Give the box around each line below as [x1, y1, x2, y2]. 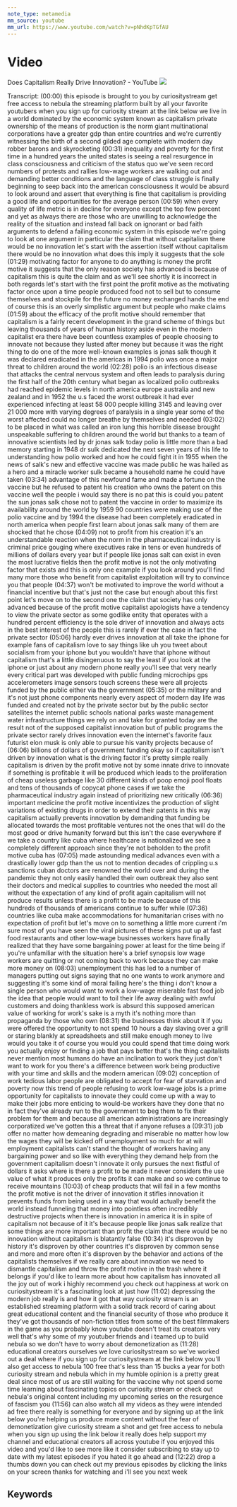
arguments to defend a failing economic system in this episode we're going [7, 227, 226, 236]
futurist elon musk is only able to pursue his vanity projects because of [7, 739, 214, 747]
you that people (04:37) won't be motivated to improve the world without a [7, 581, 224, 589]
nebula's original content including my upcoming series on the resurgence [7, 1392, 224, 1401]
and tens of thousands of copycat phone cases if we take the [7, 783, 186, 792]
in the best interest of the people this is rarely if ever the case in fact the [7, 625, 217, 634]
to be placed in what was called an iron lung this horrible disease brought [7, 422, 221, 432]
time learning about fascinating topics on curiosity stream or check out [7, 1385, 213, 1394]
